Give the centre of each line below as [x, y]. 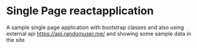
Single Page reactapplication [80, 11]
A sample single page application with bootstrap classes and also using [95, 27]
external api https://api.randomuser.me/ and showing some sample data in [99, 33]
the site [16, 40]
